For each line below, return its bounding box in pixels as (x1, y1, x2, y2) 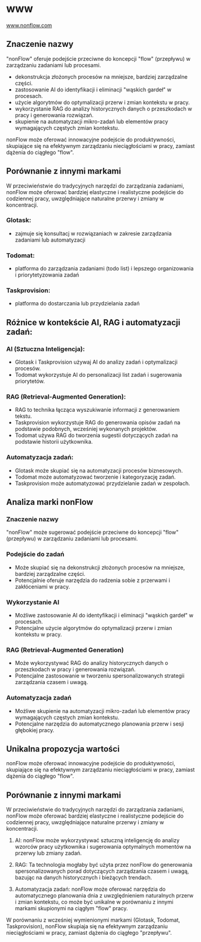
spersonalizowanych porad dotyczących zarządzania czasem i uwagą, (14, 867, 190, 875)
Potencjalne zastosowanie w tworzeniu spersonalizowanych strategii (14, 672, 185, 679)
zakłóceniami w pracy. (14, 583, 71, 590)
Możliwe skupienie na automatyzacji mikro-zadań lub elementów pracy (14, 707, 190, 714)
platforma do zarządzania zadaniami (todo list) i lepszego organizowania (14, 265, 194, 272)
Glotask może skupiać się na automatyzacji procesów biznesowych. (14, 466, 183, 474)
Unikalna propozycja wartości (6, 744, 120, 754)
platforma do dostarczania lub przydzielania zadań (14, 300, 140, 307)
